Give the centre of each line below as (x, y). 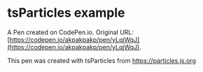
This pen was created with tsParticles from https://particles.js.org (101, 60)
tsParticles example (66, 13)
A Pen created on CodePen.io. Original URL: (71, 32)
